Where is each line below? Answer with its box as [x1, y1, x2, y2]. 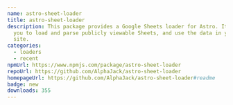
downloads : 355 [7, 87, 51, 94]
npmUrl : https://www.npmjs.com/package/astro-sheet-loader [7, 61, 182, 68]
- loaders [13, 49, 42, 56]
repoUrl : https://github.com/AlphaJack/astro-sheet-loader [7, 68, 182, 75]
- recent [13, 55, 39, 62]
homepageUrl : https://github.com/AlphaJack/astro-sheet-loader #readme [7, 74, 216, 82]
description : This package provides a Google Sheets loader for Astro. [7, 23, 218, 30]
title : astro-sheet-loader [7, 17, 85, 23]
